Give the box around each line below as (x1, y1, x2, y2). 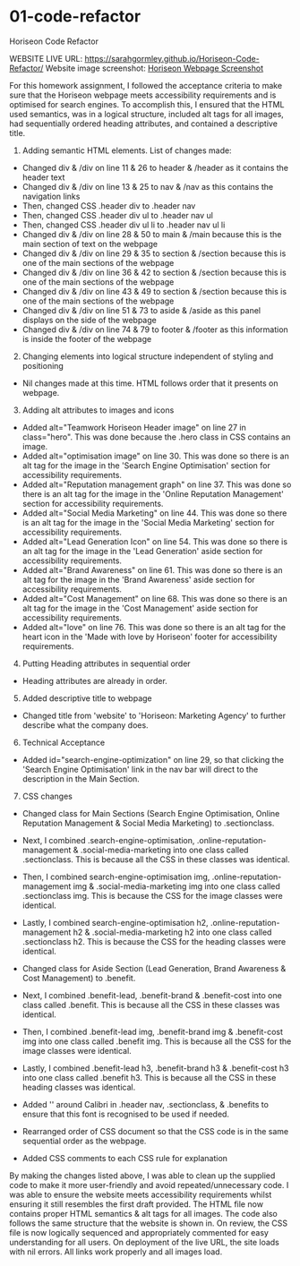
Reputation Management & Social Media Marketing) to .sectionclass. (21, 817, 275, 828)
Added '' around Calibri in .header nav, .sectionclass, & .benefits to (21, 1099, 269, 1109)
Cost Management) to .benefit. (21, 972, 136, 983)
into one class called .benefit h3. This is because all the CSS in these (21, 1072, 277, 1082)
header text (21, 172, 65, 183)
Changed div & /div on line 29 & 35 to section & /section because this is (21, 248, 287, 259)
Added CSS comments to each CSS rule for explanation (21, 1152, 228, 1163)
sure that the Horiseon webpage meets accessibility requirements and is (9, 90, 277, 100)
